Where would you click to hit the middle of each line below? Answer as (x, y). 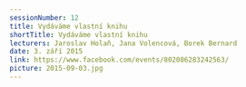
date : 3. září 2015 (46, 52)
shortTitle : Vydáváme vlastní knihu (79, 34)
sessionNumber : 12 (44, 18)
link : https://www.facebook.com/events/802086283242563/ (119, 60)
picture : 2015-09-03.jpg (56, 69)
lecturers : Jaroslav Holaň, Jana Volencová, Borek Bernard (123, 43)
